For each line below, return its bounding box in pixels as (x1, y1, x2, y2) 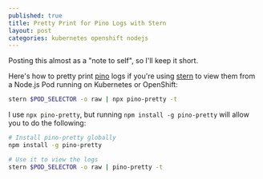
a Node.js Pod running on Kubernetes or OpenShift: (8, 80, 178, 89)
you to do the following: (8, 118, 87, 128)
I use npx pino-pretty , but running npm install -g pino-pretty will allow (8, 109, 250, 120)
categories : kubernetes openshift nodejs (8, 34, 149, 42)
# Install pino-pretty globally (8, 133, 116, 142)
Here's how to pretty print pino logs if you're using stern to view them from (8, 71, 256, 81)
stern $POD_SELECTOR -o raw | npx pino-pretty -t (8, 95, 178, 104)
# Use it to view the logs (8, 155, 99, 164)
